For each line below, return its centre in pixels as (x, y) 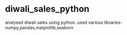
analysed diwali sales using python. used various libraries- (64, 22)
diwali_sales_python (47, 9)
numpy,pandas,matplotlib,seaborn (39, 27)
